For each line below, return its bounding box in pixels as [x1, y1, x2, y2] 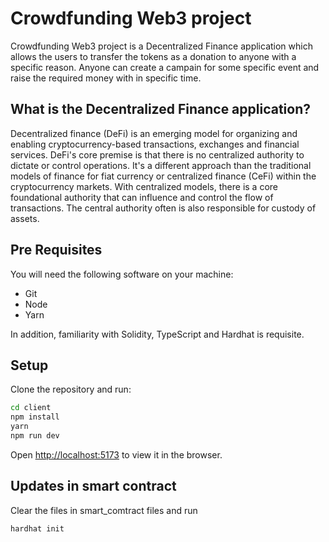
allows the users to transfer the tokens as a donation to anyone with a [10, 50, 297, 62]
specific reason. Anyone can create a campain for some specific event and [10, 61, 320, 73]
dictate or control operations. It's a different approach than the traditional [10, 159, 312, 171]
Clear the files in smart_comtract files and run [10, 504, 198, 516]
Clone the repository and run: [10, 383, 132, 396]
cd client [10, 403, 52, 413]
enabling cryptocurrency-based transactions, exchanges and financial [10, 138, 300, 150]
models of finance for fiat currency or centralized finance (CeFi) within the [10, 170, 317, 182]
